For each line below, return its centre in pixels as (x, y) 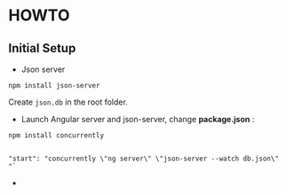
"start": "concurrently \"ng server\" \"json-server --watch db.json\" (143, 159)
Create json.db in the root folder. (68, 102)
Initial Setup (42, 48)
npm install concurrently (56, 136)
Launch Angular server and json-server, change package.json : (138, 119)
